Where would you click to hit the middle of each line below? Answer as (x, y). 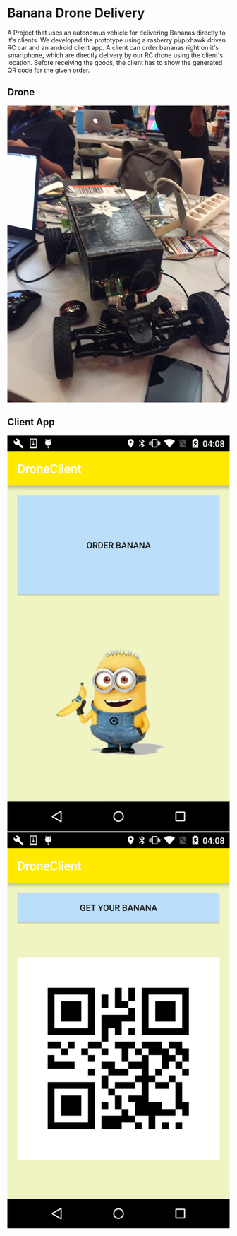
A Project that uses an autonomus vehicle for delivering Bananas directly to (116, 33)
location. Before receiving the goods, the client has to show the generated (115, 62)
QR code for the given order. (49, 70)
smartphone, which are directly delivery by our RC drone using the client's (115, 55)
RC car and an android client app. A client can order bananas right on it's (113, 47)
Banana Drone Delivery (76, 13)
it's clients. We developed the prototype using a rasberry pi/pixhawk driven (117, 40)
